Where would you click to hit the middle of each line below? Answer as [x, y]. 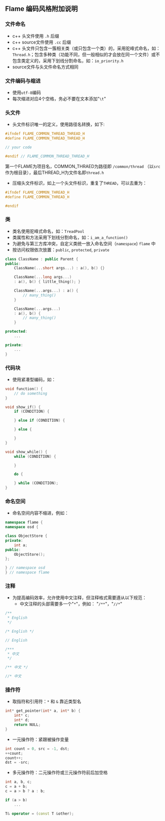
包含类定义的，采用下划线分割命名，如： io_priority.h [68, 60]
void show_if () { [23, 407]
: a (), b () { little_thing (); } [47, 282]
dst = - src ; [17, 763]
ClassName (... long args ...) [43, 277]
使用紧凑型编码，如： [34, 379]
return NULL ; [27, 725]
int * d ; [22, 720]
